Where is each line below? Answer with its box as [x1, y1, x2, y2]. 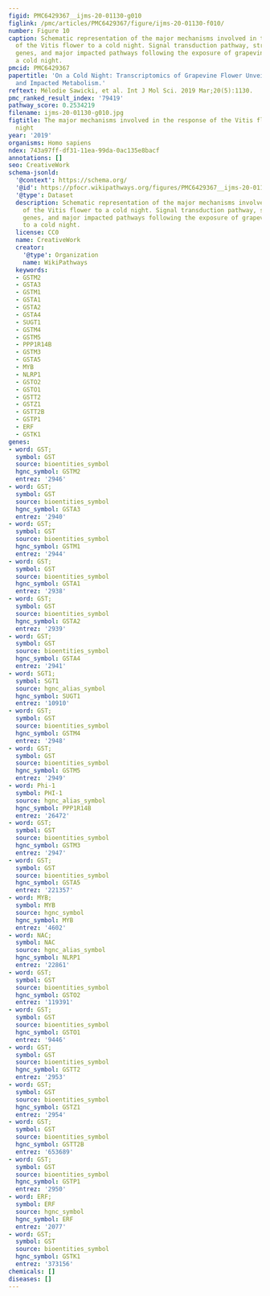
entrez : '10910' [15, 699, 70, 707]
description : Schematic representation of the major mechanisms [15, 199, 235, 207]
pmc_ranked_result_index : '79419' [8, 94, 125, 102]
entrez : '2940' [15, 512, 67, 521]
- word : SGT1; [8, 669, 56, 678]
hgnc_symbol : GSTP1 [15, 1178, 81, 1186]
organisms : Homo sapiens [8, 138, 92, 147]
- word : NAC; [8, 931, 52, 939]
